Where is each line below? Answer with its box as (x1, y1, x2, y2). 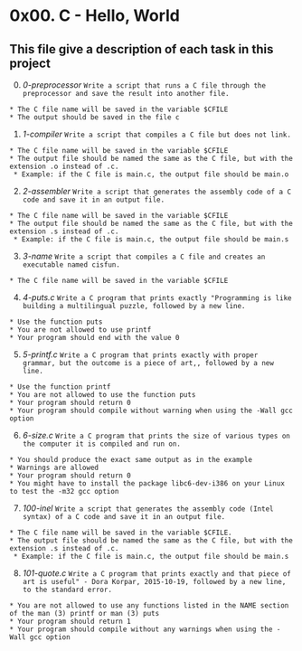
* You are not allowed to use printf (9, 325, 152, 335)
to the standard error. (22, 585, 113, 594)
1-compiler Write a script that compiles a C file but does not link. (22, 128, 292, 139)
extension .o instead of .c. (9, 162, 119, 171)
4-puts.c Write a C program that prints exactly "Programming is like (22, 292, 292, 303)
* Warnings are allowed (9, 463, 99, 472)
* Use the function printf (9, 382, 111, 392)
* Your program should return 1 (9, 617, 131, 626)
